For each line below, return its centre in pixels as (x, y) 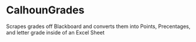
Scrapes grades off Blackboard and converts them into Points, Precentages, (98, 26)
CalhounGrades (45, 10)
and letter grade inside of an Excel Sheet (55, 32)
